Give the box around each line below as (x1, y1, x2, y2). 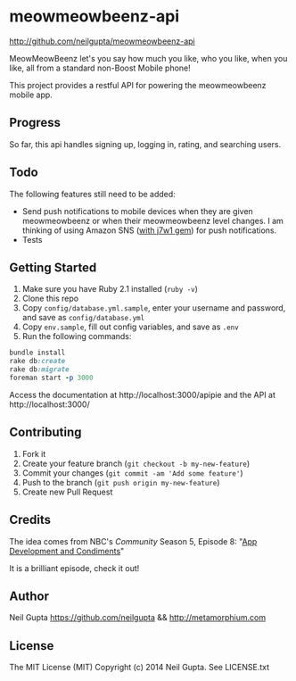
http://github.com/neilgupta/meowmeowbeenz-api (9, 36, 195, 46)
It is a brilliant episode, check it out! (9, 562, 140, 573)
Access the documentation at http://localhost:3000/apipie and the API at (9, 389, 276, 400)
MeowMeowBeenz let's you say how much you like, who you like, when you (9, 53, 288, 63)
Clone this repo (21, 293, 78, 304)
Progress (9, 115, 61, 130)
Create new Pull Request (21, 486, 113, 497)
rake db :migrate (9, 365, 70, 374)
